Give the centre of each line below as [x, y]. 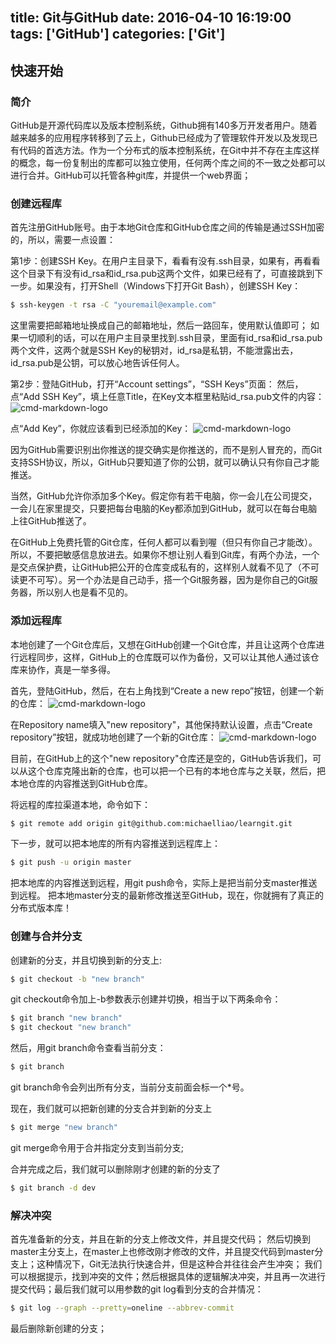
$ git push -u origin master [71, 863]
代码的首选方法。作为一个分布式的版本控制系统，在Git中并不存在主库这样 [169, 150]
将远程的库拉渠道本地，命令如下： [80, 804]
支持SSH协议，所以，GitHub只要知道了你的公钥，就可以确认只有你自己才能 [165, 462]
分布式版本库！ [41, 908]
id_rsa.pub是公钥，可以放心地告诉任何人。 [97, 363]
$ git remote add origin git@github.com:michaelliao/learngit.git [151, 823]
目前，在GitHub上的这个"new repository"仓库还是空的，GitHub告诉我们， [161, 758]
